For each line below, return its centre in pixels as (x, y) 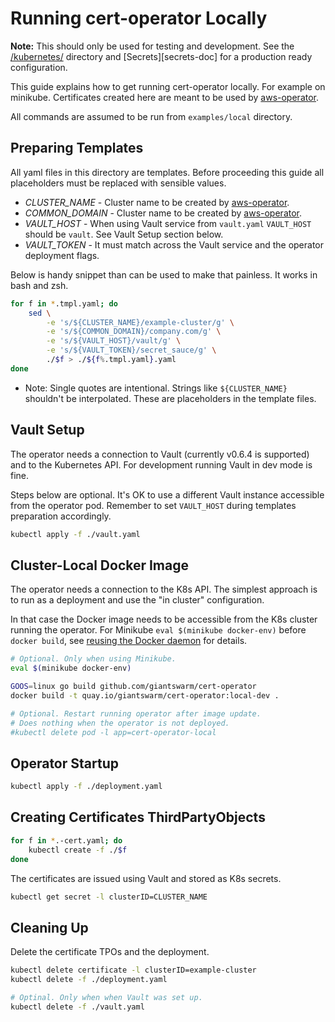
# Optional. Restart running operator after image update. (136, 713)
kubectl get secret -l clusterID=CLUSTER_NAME (109, 897)
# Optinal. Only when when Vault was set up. (106, 997)
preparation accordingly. (61, 516)
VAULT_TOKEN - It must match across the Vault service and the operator (174, 244)
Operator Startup (64, 763)
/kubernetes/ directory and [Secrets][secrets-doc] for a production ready (161, 56)
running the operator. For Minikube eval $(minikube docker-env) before (158, 630)
